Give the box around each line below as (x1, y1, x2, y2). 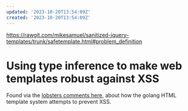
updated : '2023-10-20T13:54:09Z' (6, 8, 91, 15)
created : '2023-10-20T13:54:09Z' (6, 15, 91, 21)
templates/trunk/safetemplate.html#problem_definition (6, 38, 143, 45)
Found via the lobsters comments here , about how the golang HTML (6, 92, 177, 99)
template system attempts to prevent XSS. (6, 98, 112, 106)
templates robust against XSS (6, 72, 159, 86)
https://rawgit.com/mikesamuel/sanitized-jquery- (6, 31, 129, 38)
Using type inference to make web (6, 59, 183, 73)
